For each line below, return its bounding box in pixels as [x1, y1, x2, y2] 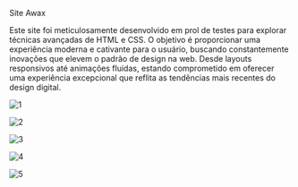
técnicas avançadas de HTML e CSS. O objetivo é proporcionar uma [9, 35, 261, 45]
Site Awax [9, 8, 47, 18]
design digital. [9, 82, 62, 92]
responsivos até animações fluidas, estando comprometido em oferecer [9, 63, 275, 73]
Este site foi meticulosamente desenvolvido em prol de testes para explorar [9, 25, 287, 35]
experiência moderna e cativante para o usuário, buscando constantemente [9, 44, 289, 55]
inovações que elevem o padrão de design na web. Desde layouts [9, 54, 252, 64]
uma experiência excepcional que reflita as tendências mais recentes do [9, 72, 276, 83]
